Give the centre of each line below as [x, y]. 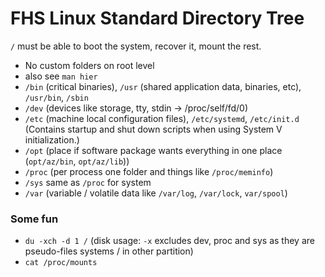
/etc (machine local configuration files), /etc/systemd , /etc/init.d [162, 118]
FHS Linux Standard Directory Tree [157, 18]
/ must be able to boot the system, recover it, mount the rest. [136, 46]
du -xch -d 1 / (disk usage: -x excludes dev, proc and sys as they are [169, 241]
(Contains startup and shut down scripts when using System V [153, 129]
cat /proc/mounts [61, 263]
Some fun [34, 219]
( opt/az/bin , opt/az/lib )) [77, 161]
